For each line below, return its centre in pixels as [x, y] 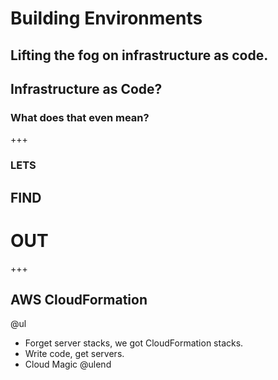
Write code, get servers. [74, 354]
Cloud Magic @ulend [68, 364]
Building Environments [106, 18]
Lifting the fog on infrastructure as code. [139, 55]
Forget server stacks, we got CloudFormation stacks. [134, 343]
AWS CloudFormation [79, 299]
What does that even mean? [80, 117]
